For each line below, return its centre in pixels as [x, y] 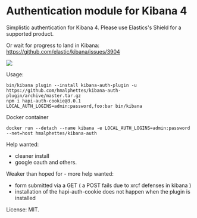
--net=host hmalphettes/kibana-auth [51, 133]
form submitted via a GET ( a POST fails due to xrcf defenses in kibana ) [103, 185]
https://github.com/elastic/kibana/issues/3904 [63, 51]
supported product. [30, 33]
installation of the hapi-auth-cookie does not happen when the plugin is [102, 191]
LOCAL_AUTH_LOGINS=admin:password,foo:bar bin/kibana [74, 106]
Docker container [27, 117]
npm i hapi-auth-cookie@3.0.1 [44, 101]
